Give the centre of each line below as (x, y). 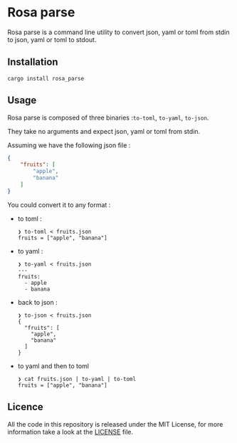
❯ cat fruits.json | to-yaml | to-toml (77, 379)
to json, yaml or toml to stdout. (52, 39)
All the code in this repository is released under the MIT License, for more (115, 424)
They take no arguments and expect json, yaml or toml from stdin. (104, 131)
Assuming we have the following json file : (69, 145)
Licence (26, 407)
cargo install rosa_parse (46, 78)
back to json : (38, 302)
